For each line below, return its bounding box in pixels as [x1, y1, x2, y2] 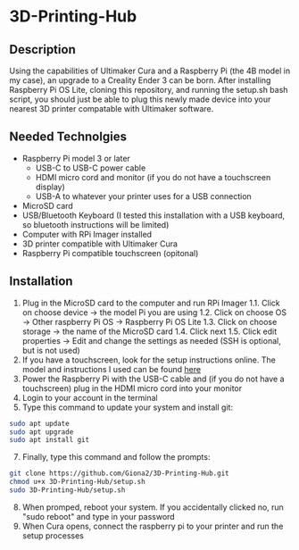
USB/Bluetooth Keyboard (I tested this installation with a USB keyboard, [21, 210, 286, 221]
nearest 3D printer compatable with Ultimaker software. [9, 104, 214, 113]
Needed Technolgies [9, 129, 128, 145]
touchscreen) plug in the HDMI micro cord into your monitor [21, 382, 243, 394]
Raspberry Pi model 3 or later [21, 153, 131, 163]
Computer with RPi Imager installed [21, 229, 153, 239]
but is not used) [21, 345, 80, 355]
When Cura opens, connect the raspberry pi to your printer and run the [21, 521, 284, 531]
